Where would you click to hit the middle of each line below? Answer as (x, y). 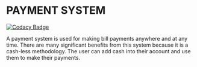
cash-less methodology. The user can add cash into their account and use (98, 51)
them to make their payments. (43, 57)
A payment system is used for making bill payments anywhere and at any (97, 38)
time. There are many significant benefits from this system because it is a (97, 45)
